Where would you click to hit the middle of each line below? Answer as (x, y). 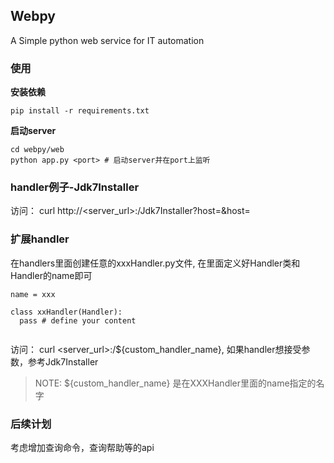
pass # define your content (78, 320)
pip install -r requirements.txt (80, 111)
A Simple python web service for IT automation (107, 40)
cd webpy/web (37, 150)
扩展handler (40, 239)
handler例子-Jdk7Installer (75, 187)
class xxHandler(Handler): (66, 312)
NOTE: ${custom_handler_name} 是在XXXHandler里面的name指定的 (175, 383)
